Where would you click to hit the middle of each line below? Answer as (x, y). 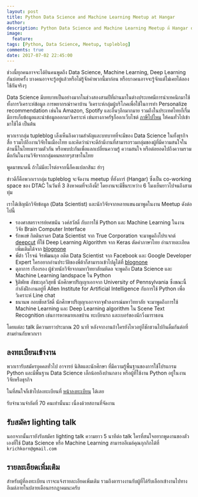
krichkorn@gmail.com (32, 449)
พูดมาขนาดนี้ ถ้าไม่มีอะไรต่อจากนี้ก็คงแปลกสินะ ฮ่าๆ (56, 167)
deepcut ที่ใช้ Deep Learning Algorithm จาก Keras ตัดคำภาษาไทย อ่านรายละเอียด (102, 242)
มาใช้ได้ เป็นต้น (21, 124)
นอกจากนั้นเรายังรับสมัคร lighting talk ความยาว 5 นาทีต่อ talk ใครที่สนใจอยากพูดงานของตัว (98, 436)
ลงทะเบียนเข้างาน (31, 352)
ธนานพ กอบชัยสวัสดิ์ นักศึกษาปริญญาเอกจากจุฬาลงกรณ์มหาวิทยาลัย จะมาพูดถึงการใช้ (97, 301)
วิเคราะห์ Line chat (35, 295)
